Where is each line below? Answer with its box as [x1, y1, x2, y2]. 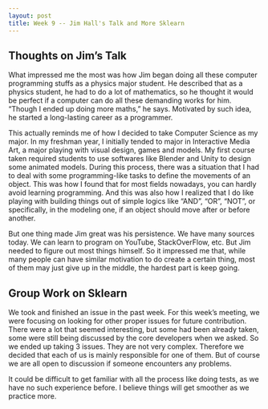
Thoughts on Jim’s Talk [8, 49, 127, 63]
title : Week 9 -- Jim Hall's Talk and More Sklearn [8, 19, 185, 27]
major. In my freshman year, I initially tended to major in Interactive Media [8, 137, 250, 147]
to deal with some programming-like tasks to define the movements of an [8, 171, 251, 180]
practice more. [8, 391, 57, 401]
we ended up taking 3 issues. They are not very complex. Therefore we [8, 342, 245, 351]
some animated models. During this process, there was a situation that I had [8, 162, 259, 172]
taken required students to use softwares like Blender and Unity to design [8, 154, 251, 164]
